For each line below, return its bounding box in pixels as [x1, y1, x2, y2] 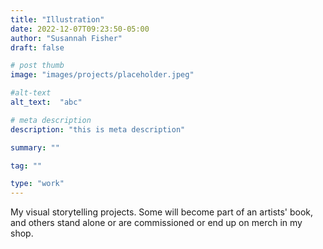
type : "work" [10, 179, 65, 189]
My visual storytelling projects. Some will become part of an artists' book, [10, 206, 314, 218]
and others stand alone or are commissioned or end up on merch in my [10, 217, 303, 229]
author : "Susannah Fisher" [10, 33, 123, 43]
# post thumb [10, 61, 65, 71]
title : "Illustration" [10, 14, 105, 25]
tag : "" [10, 161, 43, 171]
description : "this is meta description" [10, 124, 186, 135]
